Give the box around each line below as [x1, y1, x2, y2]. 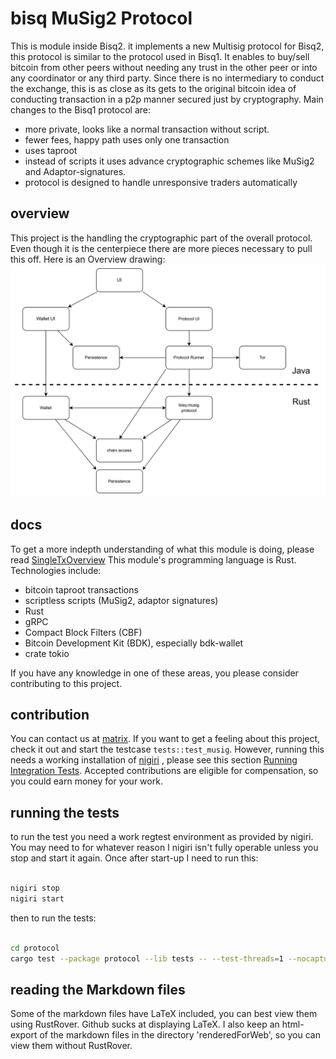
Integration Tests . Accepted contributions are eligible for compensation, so [10, 765, 319, 777]
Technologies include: [10, 564, 102, 576]
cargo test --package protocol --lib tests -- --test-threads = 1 [10, 953, 284, 964]
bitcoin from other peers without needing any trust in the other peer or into [10, 61, 318, 73]
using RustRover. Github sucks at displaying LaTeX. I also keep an [10, 1018, 280, 1031]
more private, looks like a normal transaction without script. [24, 123, 270, 135]
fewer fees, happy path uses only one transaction [24, 133, 230, 146]
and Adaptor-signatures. [24, 165, 127, 177]
